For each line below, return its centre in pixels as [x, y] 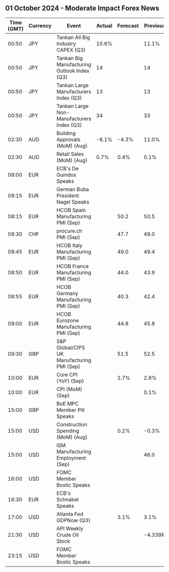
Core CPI [67, 374]
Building [66, 133]
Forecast [128, 26]
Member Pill [70, 410]
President [68, 195]
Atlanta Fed [70, 514]
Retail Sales [70, 154]
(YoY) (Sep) [70, 381]
